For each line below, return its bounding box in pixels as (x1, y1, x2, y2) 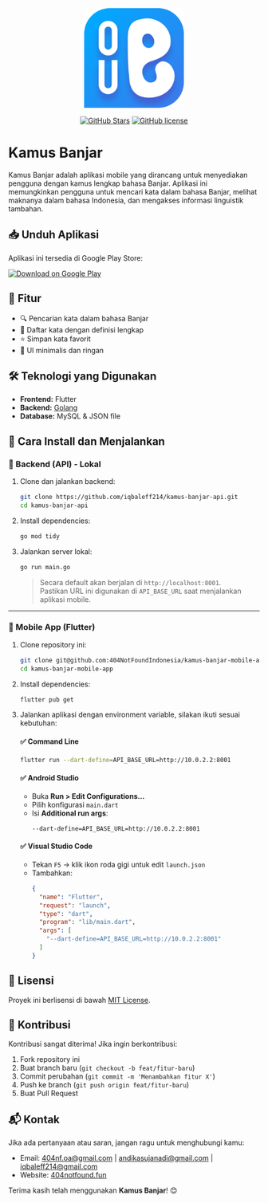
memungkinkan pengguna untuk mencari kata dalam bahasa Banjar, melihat (8, 187, 258, 196)
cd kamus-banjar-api (19, 501, 89, 509)
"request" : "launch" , (38, 901, 112, 910)
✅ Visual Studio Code (19, 841, 93, 851)
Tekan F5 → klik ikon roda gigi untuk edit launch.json (31, 859, 206, 869)
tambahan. (8, 203, 44, 214)
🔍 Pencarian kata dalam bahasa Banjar (19, 313, 149, 323)
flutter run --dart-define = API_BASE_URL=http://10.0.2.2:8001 (19, 756, 231, 764)
